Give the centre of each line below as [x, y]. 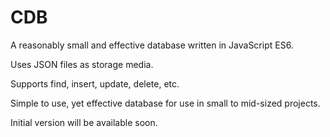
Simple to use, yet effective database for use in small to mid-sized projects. [165, 103]
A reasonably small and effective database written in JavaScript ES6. [152, 45]
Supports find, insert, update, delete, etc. [95, 83]
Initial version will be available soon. [84, 122]
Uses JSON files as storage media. [82, 64]
